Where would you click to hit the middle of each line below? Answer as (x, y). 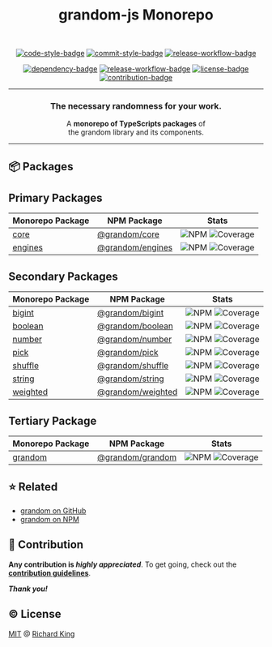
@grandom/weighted (137, 392)
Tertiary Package (53, 420)
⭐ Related (33, 487)
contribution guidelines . (50, 572)
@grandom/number (134, 340)
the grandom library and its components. (136, 132)
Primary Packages (55, 198)
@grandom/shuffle (133, 366)
